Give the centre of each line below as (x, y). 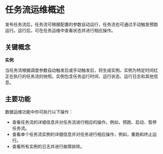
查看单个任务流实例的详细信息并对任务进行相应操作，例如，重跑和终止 (82, 134)
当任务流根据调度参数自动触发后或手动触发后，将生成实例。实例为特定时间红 (81, 70)
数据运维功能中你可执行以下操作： (39, 112)
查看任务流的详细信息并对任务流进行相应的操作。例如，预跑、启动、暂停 (84, 122)
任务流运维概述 (35, 10)
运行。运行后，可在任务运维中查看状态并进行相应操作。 (60, 30)
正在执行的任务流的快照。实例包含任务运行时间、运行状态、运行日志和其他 (79, 76)
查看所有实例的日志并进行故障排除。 (48, 146)
